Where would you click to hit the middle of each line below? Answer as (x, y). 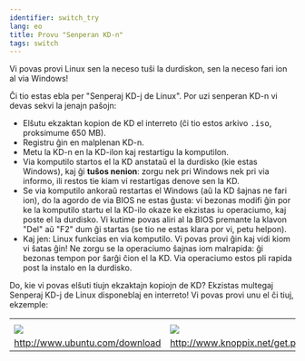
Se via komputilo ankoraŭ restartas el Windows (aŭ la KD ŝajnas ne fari (155, 190)
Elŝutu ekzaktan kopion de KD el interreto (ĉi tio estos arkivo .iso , (147, 123)
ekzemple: (29, 305)
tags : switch (34, 43)
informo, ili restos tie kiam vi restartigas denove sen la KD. (131, 181)
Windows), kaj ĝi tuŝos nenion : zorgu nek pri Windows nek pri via (146, 171)
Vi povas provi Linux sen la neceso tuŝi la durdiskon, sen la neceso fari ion (148, 69)
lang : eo (26, 26)
